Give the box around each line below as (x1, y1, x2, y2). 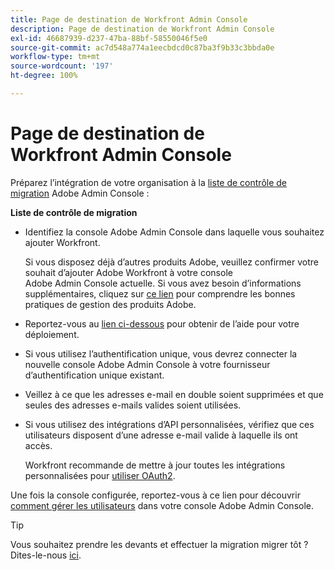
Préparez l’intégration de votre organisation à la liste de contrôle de (10, 176, 288, 188)
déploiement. (24, 328, 80, 340)
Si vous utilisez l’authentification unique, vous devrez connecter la (24, 347, 298, 360)
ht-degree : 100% (10, 71, 78, 81)
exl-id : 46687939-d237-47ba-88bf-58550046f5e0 (10, 33, 208, 43)
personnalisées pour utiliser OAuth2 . (24, 469, 176, 481)
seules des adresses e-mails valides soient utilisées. (24, 399, 242, 411)
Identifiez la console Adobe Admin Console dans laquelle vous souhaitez (24, 226, 325, 238)
